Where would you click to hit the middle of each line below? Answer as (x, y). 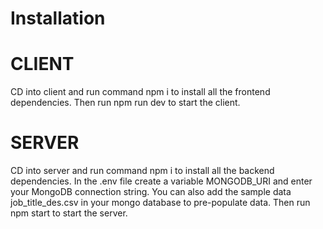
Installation (58, 18)
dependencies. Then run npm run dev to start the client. (125, 103)
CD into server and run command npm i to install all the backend (142, 171)
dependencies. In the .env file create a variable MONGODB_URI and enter (161, 181)
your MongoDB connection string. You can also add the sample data (151, 192)
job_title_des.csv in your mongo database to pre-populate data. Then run (160, 203)
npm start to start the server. (69, 213)
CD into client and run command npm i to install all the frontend (140, 92)
